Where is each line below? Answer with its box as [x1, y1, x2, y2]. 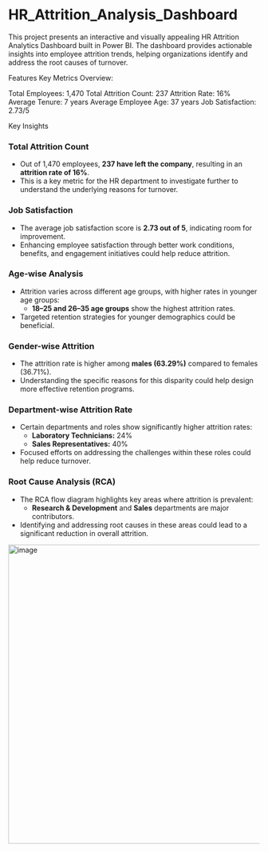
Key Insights [8, 121, 49, 130]
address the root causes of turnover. [8, 58, 128, 67]
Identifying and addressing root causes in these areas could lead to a [19, 520, 247, 530]
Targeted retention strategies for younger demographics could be [19, 312, 236, 322]
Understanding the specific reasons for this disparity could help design [19, 376, 254, 386]
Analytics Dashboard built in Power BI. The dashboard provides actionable [8, 40, 253, 50]
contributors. [31, 511, 75, 521]
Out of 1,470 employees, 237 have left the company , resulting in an [19, 159, 243, 169]
